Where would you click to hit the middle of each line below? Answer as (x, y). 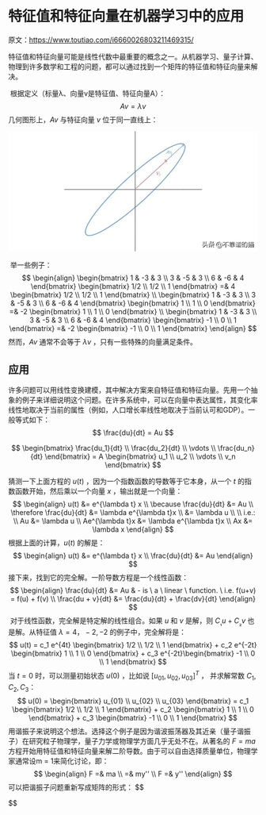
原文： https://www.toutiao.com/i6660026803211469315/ (101, 40)
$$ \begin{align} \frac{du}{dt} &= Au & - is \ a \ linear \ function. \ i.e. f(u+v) (133, 590)
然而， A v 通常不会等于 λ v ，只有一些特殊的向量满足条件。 (103, 342)
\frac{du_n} (236, 448)
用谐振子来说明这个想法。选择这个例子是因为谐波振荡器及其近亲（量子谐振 (129, 732)
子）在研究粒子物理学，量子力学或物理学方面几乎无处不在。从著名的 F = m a (132, 741)
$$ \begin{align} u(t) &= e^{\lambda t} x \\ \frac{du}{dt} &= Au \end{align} (133, 556)
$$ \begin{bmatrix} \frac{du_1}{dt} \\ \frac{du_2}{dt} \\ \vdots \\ (114, 448)
